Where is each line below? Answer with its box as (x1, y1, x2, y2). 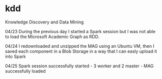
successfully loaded (5, 68, 46, 74)
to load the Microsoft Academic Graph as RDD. (5, 34, 100, 39)
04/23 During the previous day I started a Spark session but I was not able (5, 28, 156, 34)
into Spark (5, 53, 26, 59)
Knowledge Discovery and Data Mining (5, 19, 84, 25)
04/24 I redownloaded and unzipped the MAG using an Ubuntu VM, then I (5, 43, 155, 49)
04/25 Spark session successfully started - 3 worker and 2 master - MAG (5, 63, 154, 69)
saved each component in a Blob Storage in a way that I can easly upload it (5, 48, 157, 54)
